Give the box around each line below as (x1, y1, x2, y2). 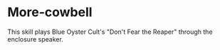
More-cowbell (7, 4, 93, 20)
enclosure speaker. (7, 35, 64, 43)
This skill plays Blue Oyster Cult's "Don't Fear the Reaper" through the (7, 27, 213, 36)
